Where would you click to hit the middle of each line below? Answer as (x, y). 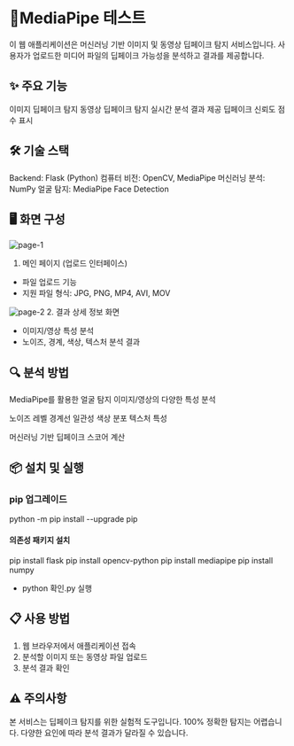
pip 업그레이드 (39, 499)
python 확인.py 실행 (57, 588)
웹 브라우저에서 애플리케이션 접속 (79, 645)
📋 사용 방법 (40, 619)
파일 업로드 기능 (49, 282)
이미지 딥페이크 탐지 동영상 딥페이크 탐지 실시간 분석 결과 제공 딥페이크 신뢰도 (143, 109)
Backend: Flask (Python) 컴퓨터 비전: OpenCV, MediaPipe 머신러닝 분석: (137, 177)
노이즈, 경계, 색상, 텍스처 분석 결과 (81, 342)
